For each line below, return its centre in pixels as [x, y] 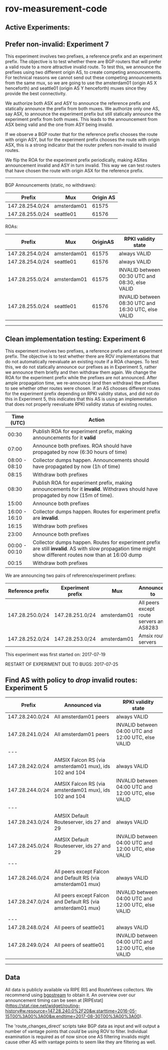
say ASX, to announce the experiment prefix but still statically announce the [83, 114]
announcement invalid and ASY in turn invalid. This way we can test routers [83, 166]
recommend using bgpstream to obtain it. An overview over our [70, 995]
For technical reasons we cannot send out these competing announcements [83, 78]
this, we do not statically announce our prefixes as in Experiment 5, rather [81, 367]
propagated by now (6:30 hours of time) [80, 452]
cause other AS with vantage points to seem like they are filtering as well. [81, 1042]
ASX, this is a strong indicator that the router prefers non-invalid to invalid [81, 145]
